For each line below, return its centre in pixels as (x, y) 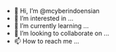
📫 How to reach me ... (46, 41)
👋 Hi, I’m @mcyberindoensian (57, 11)
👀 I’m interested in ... (44, 18)
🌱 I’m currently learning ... (51, 26)
